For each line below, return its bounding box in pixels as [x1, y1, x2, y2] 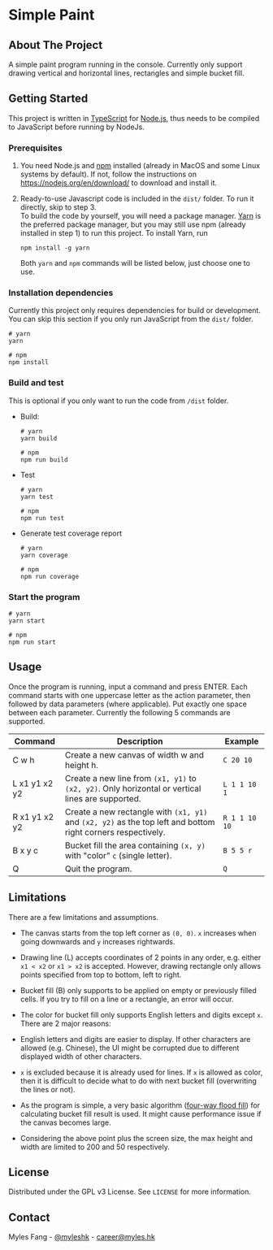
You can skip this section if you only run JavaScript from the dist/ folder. [8, 315, 253, 324]
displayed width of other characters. [19, 1051, 142, 1061]
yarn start [8, 617, 45, 625]
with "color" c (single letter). [64, 849, 172, 861]
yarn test [19, 493, 54, 501]
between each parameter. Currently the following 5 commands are [8, 707, 231, 717]
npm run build [19, 455, 68, 464]
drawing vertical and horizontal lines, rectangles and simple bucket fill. [8, 68, 245, 78]
